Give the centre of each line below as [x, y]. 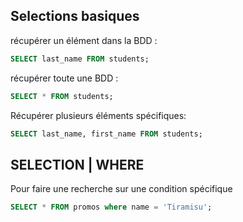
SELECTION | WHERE [77, 164]
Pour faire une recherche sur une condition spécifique [121, 189]
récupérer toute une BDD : [64, 78]
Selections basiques [75, 16]
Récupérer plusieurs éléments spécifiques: [98, 115]
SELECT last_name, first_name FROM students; [106, 134]
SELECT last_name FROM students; [80, 59]
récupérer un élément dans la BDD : [84, 40]
